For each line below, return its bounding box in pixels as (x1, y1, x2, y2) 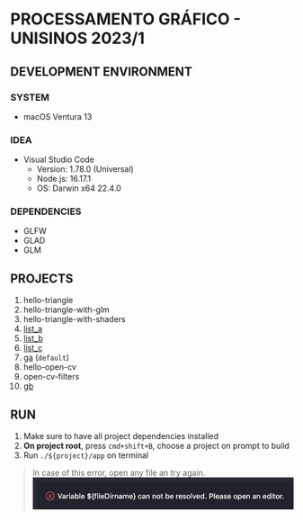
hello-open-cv (22, 362, 77, 372)
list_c (22, 343, 43, 354)
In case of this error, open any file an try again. (31, 468, 206, 479)
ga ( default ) (22, 352, 70, 363)
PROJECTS (10, 271, 74, 286)
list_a (22, 324, 43, 335)
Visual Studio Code (22, 154, 95, 166)
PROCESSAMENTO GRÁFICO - (10, 9, 242, 30)
